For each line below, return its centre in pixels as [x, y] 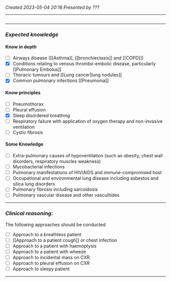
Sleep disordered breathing [41, 115]
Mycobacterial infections [39, 167]
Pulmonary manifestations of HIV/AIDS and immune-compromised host [87, 173]
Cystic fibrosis [28, 132]
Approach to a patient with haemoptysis [54, 246]
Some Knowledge [24, 144]
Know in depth [21, 47]
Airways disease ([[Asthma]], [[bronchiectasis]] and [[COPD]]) [78, 58]
